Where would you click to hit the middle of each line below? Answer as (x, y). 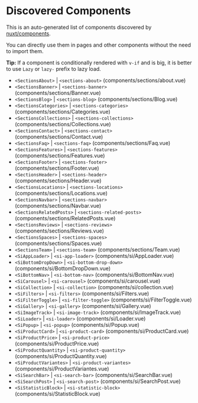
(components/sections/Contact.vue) (59, 136)
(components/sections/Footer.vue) (57, 168)
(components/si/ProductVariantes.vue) (62, 368)
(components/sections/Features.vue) (60, 155)
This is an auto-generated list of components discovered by (79, 27)
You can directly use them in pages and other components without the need (98, 45)
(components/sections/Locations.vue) (61, 193)
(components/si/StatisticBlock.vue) (57, 394)
